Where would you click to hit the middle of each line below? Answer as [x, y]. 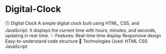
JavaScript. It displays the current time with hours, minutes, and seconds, [81, 30]
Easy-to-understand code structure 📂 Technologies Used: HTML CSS [77, 41]
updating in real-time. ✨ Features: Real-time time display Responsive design [83, 35]
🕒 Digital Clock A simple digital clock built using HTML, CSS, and [72, 23]
